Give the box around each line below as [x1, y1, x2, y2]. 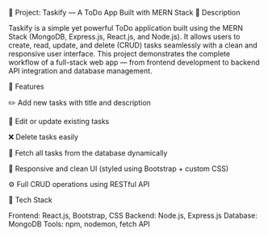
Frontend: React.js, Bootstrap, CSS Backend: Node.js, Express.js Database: [8, 210, 258, 220]
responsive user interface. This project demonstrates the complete [8, 49, 231, 58]
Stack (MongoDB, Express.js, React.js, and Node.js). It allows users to [8, 32, 241, 41]
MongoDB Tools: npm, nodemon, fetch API [8, 219, 151, 229]
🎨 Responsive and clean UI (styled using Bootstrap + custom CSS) [8, 164, 229, 173]
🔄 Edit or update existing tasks [8, 117, 110, 126]
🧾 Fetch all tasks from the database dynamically [8, 148, 168, 157]
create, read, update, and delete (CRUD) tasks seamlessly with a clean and [8, 40, 258, 50]
